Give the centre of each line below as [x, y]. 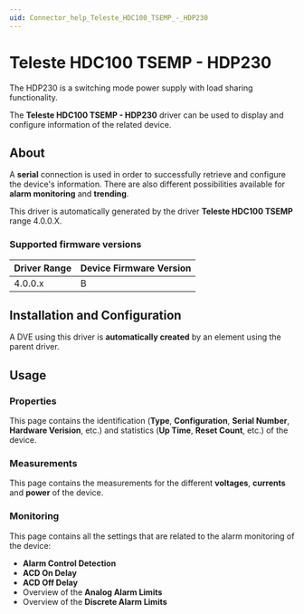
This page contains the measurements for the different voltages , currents [148, 483]
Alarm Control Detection [69, 563]
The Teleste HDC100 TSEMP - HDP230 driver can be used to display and [147, 115]
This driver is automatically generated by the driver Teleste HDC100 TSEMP [152, 211]
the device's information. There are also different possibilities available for [147, 184]
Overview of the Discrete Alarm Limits [95, 601]
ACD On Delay [49, 572]
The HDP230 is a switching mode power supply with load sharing [131, 88]
